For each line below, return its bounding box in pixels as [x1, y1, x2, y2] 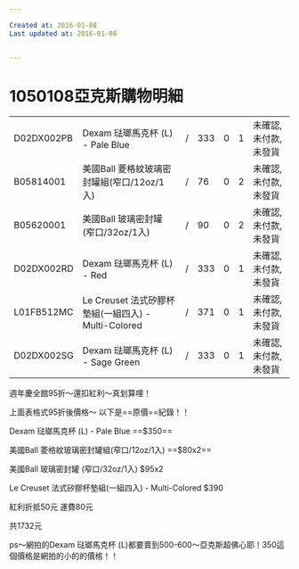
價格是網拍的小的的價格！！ [16, 550, 118, 562]
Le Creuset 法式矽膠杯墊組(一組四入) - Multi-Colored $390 [9, 482, 224, 493]
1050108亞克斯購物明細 [9, 86, 184, 106]
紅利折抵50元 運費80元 [9, 501, 93, 513]
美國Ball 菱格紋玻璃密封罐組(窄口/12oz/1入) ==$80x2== [9, 445, 212, 456]
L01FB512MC [13, 306, 74, 318]
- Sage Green [82, 356, 141, 368]
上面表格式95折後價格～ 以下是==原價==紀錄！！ [9, 407, 190, 417]
